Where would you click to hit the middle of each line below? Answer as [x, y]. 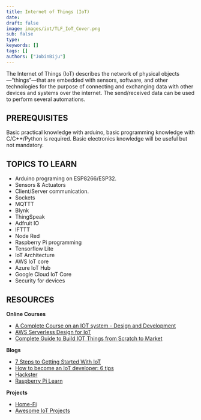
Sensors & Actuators [40, 185]
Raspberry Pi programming [48, 242]
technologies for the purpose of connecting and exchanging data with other [100, 86]
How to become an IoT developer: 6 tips [64, 368]
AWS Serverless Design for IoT [53, 332]
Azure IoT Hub [33, 268]
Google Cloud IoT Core [43, 275]
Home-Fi [26, 404]
